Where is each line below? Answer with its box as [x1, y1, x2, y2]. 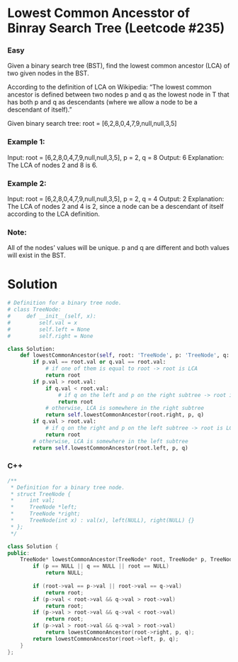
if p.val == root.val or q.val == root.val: [33, 359, 166, 366]
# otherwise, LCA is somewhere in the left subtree [33, 438, 189, 445]
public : [7, 549, 30, 557]
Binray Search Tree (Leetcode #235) [7, 20, 225, 36]
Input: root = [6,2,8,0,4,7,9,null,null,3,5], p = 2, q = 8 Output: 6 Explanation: [7, 153, 225, 161]
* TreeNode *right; [10, 510, 81, 518]
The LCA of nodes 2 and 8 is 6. [7, 161, 98, 169]
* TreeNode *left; [10, 504, 78, 511]
